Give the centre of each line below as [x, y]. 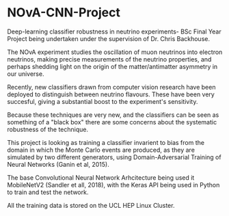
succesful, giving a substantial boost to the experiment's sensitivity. [103, 101]
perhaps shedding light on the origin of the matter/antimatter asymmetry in [112, 66]
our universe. [26, 74]
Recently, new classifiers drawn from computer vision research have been [111, 87]
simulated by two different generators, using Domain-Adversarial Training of [114, 157]
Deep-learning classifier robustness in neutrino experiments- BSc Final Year [114, 31]
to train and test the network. [48, 192]
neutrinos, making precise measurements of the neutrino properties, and [109, 59]
